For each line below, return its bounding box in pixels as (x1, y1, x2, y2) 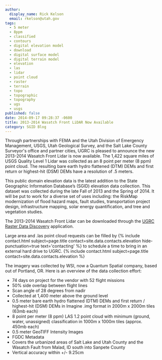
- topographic (9, 93, 38, 98)
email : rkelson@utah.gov (9, 16, 59, 21)
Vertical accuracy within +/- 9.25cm (12, 350, 84, 356)
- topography (9, 98, 36, 102)
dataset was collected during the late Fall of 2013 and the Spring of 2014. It (5, 188, 155, 194)
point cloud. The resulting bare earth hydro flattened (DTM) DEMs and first (5, 164, 154, 169)
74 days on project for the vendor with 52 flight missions (12, 278, 125, 283)
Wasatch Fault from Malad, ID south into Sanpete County (12, 344, 126, 350)
